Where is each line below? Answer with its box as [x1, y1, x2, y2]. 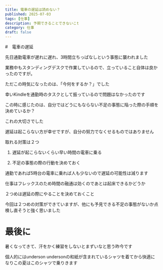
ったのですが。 [5, 71, 35, 76]
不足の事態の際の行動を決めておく [12, 160, 81, 166]
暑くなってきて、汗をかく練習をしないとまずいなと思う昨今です [5, 243, 133, 249]
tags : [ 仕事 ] [5, 16, 30, 21]
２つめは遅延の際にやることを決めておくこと [5, 191, 95, 197]
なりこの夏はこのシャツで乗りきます [5, 260, 78, 266]
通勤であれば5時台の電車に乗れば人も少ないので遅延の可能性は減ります [5, 170, 148, 176]
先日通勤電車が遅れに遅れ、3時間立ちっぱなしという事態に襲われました [5, 54, 148, 60]
